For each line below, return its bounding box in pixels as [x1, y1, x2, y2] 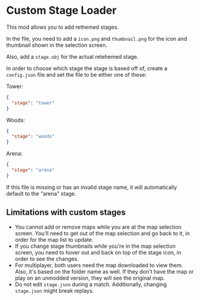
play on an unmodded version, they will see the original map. [14, 274, 165, 281]
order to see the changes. [14, 255, 79, 262]
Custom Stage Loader [6, 4, 117, 17]
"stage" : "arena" [11, 167, 55, 173]
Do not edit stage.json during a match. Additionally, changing [14, 280, 167, 288]
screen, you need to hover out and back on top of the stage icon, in [14, 248, 181, 256]
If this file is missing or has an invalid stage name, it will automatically [6, 184, 177, 191]
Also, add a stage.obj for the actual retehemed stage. [6, 53, 139, 60]
